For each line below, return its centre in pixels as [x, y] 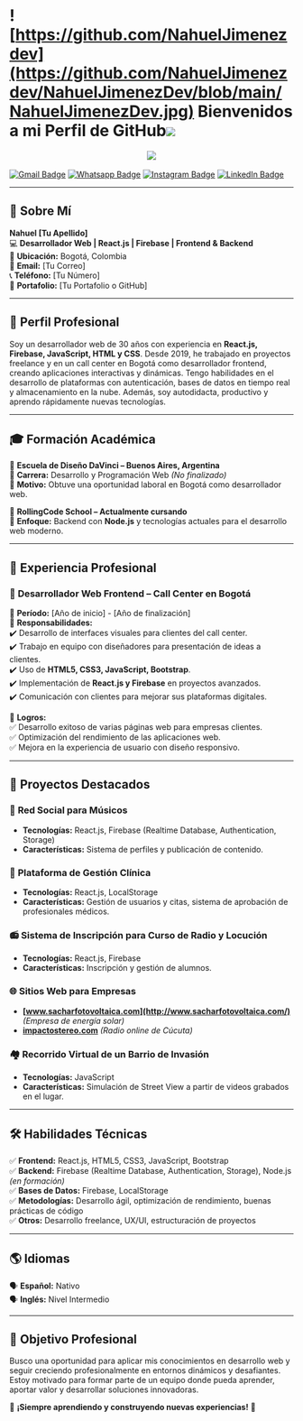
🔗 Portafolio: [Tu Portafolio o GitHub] [78, 285]
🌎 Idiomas [40, 1259]
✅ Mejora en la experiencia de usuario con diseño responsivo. [125, 747]
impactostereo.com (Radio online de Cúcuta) [108, 1030]
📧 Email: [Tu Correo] [47, 265]
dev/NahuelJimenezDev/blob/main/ [146, 92]
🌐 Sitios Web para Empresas [73, 992]
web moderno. [37, 531]
